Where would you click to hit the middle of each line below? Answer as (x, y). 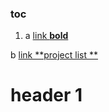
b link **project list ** (54, 55)
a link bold (46, 36)
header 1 (46, 95)
